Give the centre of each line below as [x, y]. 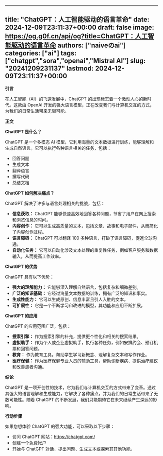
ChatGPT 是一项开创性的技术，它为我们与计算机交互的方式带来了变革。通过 [81, 387]
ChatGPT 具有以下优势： [30, 277]
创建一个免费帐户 [29, 442]
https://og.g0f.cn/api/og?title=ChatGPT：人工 [76, 36]
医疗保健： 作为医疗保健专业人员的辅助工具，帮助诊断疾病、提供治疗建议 [85, 361]
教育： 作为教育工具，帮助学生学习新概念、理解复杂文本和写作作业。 [81, 354]
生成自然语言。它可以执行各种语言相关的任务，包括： [58, 148]
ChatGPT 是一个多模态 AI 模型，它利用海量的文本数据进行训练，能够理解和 [80, 142]
